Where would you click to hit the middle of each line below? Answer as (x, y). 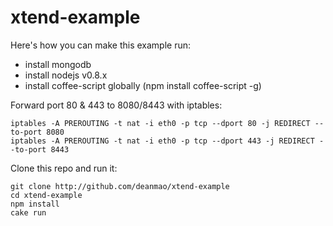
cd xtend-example (46, 195)
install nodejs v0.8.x (66, 75)
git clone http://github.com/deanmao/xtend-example (120, 186)
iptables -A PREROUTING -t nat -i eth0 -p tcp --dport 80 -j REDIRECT (160, 123)
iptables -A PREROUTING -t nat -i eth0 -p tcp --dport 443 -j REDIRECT (162, 141)
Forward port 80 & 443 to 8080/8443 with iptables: (116, 105)
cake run (28, 212)
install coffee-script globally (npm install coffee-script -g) (143, 85)
